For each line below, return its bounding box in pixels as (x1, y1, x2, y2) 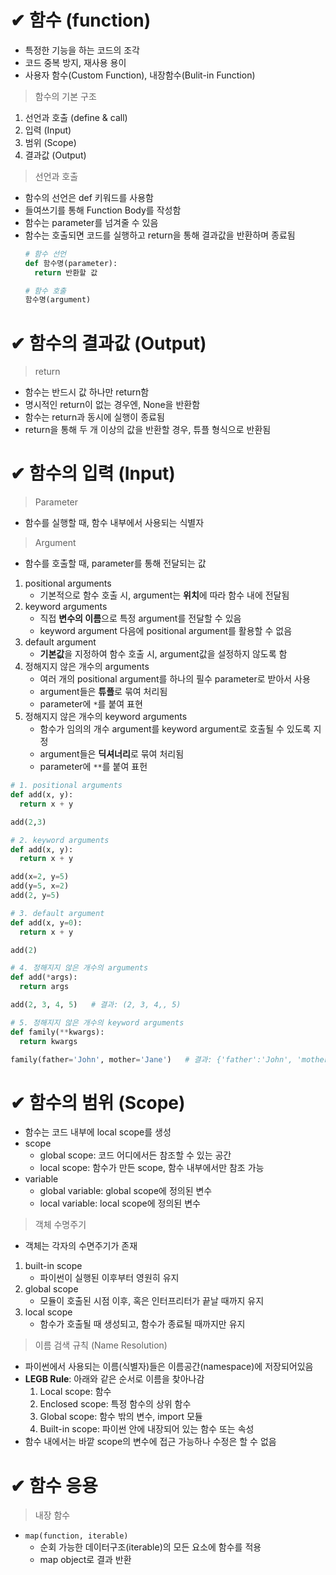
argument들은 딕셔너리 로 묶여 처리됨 (39, 748, 185, 760)
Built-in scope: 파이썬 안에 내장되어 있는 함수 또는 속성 (39, 1423, 255, 1435)
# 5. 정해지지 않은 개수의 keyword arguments (10, 1017, 185, 1028)
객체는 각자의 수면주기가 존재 (24, 1240, 138, 1252)
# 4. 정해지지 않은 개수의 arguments (10, 963, 149, 973)
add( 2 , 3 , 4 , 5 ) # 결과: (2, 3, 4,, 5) (10, 1000, 182, 1010)
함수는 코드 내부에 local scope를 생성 (24, 1126, 172, 1138)
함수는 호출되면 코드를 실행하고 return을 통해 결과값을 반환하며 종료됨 (24, 229, 296, 241)
